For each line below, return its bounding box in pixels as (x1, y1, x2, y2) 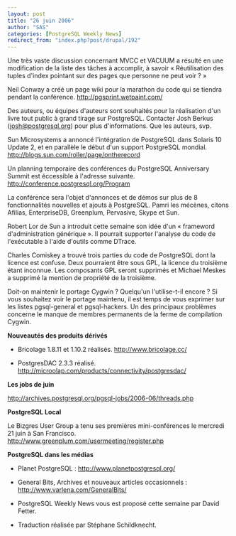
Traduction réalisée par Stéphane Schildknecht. (17, 520, 157, 530)
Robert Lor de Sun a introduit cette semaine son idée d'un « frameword (7, 222, 215, 231)
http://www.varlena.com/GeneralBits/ (17, 486, 127, 494)
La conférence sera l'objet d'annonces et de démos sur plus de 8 (7, 193, 198, 202)
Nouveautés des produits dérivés (7, 331, 108, 340)
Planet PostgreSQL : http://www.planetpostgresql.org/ (17, 464, 176, 473)
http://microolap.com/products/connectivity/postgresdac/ (17, 367, 186, 375)
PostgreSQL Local (7, 408, 62, 417)
